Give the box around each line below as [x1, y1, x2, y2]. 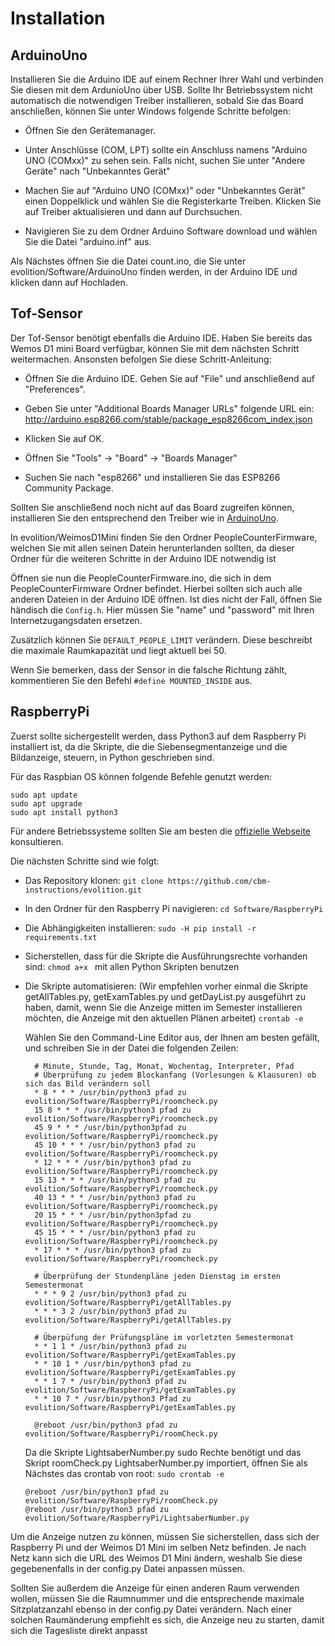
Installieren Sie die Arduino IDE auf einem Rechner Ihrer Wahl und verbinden [10, 73, 324, 85]
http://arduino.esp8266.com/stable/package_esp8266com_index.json [24, 413, 313, 425]
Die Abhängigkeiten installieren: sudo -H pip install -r [24, 922, 257, 934]
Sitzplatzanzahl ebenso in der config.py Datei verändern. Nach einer [10, 1603, 292, 1615]
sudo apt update [10, 790, 78, 800]
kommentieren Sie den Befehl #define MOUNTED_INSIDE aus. [10, 674, 253, 686]
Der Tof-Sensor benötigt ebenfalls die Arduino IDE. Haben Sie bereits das [10, 332, 313, 344]
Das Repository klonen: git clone [24, 874, 164, 886]
